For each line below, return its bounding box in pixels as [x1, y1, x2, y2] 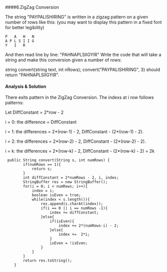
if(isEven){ [49, 219, 75, 224]
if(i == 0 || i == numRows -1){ [40, 206, 108, 211]
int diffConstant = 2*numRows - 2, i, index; [23, 175, 119, 180]
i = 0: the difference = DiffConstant [5, 119, 77, 125]
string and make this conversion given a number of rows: [5, 57, 122, 63]
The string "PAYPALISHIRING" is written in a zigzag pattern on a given [5, 14, 148, 19]
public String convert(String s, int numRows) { [7, 158, 110, 163]
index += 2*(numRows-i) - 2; [58, 223, 119, 229]
